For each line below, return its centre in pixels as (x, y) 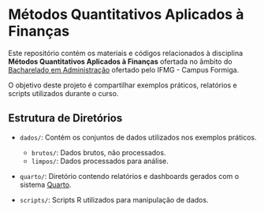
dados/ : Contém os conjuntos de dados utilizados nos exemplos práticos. (138, 137)
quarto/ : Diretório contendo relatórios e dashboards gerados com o (129, 176)
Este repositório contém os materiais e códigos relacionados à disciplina (126, 53)
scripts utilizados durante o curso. (63, 93)
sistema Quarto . (45, 184)
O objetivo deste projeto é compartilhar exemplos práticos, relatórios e (123, 85)
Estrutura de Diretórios (65, 119)
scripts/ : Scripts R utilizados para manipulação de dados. (114, 199)
